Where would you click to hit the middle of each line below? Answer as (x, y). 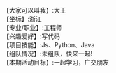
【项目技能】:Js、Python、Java (49, 45)
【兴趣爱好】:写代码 (32, 36)
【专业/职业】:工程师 (33, 27)
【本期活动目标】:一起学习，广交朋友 (56, 62)
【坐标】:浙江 (23, 19)
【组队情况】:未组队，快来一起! (48, 54)
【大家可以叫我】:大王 (35, 10)
